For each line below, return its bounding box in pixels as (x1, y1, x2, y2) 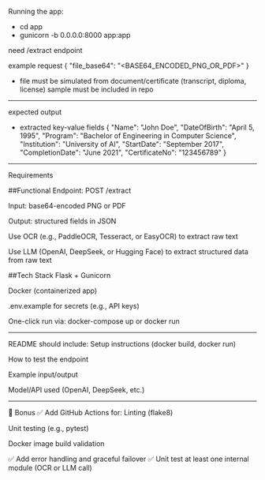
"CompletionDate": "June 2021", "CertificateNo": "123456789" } (19, 148, 227, 157)
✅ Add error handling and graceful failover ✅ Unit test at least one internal (8, 454, 250, 463)
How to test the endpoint (8, 354, 89, 364)
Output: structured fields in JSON (8, 216, 117, 226)
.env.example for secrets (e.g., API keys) (8, 302, 140, 310)
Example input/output (8, 370, 79, 379)
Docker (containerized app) (8, 286, 98, 295)
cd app (19, 22, 43, 31)
